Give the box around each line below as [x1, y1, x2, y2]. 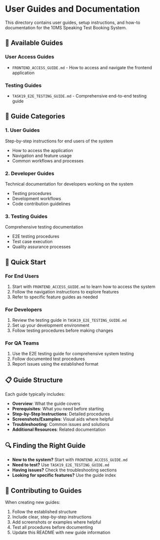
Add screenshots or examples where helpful [12, 519, 101, 525]
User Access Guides [5, 54, 55, 60]
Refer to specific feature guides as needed [12, 294, 99, 300]
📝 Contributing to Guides [5, 486, 82, 495]
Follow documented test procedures [12, 356, 85, 362]
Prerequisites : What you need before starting [12, 406, 104, 412]
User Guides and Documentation [5, 3, 140, 15]
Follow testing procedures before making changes [12, 328, 114, 333]
